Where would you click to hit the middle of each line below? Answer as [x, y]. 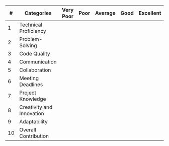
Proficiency [33, 31]
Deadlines [31, 84]
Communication [38, 62]
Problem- [31, 39]
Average [105, 13]
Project [28, 93]
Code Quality [35, 54]
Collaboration [35, 70]
